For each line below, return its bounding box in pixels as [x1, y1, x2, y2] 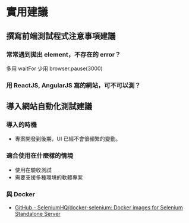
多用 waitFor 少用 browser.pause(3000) [6, 65, 103, 72]
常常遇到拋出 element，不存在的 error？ [6, 50, 121, 58]
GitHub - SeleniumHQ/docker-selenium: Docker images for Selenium [14, 204, 183, 211]
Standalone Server [14, 211, 61, 218]
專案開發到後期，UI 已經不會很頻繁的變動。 [14, 135, 121, 143]
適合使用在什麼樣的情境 [6, 152, 73, 160]
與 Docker [6, 190, 36, 198]
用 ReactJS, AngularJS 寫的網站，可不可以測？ [6, 81, 141, 89]
